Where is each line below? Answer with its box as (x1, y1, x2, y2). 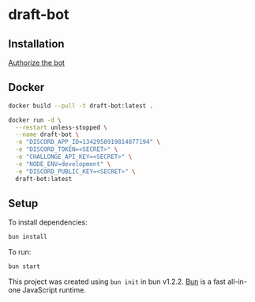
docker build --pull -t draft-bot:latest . (8, 101, 154, 110)
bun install (8, 233, 47, 241)
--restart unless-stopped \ (15, 123, 108, 131)
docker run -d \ (8, 116, 62, 124)
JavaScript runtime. (22, 285, 87, 295)
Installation (8, 37, 65, 51)
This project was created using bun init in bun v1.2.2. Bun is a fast (8, 277, 227, 286)
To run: (8, 247, 32, 257)
